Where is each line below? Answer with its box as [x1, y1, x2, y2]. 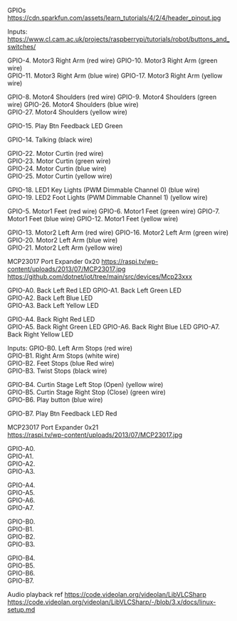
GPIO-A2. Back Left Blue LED [7, 294, 93, 302]
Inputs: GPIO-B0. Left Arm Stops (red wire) [7, 344, 133, 352]
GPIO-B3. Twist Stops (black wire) [7, 366, 107, 375]
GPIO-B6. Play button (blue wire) [7, 396, 103, 404]
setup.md [7, 605, 36, 614]
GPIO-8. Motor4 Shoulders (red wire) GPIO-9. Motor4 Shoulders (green [7, 92, 217, 101]
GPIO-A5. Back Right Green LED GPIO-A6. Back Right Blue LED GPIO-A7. [7, 323, 221, 331]
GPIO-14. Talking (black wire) [7, 135, 93, 144]
